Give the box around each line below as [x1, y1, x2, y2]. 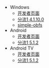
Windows [9, 4, 29, 10]
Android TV [9, 45, 34, 51]
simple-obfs [17, 22, 42, 28]
